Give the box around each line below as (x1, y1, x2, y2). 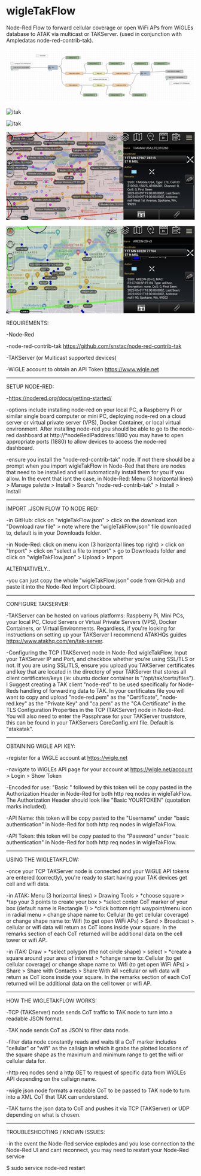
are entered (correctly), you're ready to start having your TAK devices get (6, 874, 187, 881)
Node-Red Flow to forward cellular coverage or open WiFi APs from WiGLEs (6, 24, 194, 31)
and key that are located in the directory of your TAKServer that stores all (6, 668, 187, 675)
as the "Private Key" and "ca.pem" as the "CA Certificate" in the (28, 699, 186, 707)
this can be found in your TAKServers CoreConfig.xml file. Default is (6, 719, 174, 726)
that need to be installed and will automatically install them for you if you (6, 468, 184, 475)
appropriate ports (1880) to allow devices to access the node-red (6, 438, 167, 445)
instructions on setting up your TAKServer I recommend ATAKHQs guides (6, 631, 187, 638)
